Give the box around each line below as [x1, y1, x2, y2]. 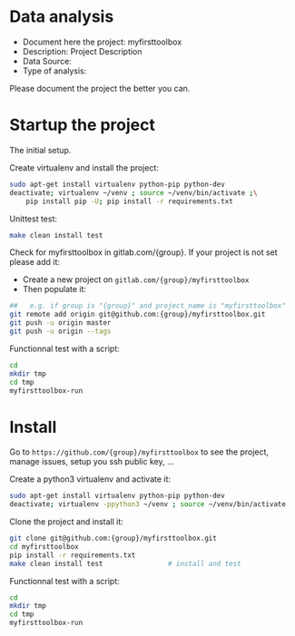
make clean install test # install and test [9, 559, 242, 568]
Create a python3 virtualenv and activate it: [9, 474, 171, 484]
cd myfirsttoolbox [9, 542, 79, 551]
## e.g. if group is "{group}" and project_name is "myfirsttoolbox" [9, 301, 286, 310]
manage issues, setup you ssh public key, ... [9, 456, 174, 467]
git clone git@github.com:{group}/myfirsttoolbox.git [9, 533, 218, 543]
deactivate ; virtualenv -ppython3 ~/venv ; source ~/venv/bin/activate [9, 500, 286, 509]
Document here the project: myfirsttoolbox [22, 36, 182, 47]
